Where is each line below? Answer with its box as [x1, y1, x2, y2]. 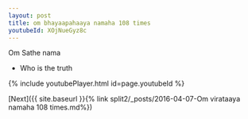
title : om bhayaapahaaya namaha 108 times [8, 19, 151, 27]
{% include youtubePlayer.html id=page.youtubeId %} [8, 79, 185, 88]
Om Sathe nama [8, 48, 61, 58]
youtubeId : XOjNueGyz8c [8, 26, 87, 34]
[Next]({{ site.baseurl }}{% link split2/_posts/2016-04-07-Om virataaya [8, 94, 241, 104]
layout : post [8, 11, 52, 20]
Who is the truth [19, 63, 73, 73]
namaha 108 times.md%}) [8, 102, 93, 112]
